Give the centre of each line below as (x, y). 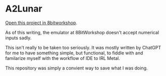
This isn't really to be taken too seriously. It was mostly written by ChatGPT (83, 47)
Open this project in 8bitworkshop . (41, 23)
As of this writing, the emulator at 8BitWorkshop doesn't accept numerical (82, 32)
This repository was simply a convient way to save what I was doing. (76, 68)
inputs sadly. (18, 38)
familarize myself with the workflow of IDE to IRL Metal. (63, 58)
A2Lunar (24, 9)
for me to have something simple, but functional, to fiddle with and (74, 53)
